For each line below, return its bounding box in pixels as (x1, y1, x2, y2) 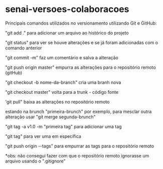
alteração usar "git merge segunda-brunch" (5, 114, 96, 120)
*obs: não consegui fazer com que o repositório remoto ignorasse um (5, 152, 149, 158)
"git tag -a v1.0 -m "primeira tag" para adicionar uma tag (5, 123, 122, 129)
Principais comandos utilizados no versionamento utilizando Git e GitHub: (5, 20, 157, 26)
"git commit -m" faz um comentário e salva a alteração (5, 54, 119, 61)
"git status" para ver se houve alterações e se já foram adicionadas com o (5, 39, 158, 46)
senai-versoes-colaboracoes (5, 4, 129, 15)
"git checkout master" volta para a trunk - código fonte (5, 89, 119, 95)
